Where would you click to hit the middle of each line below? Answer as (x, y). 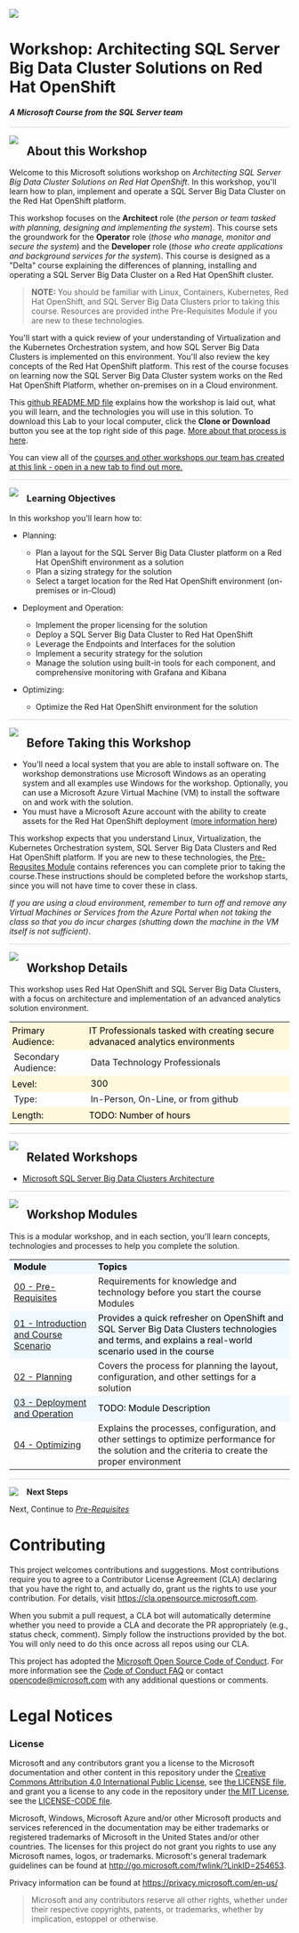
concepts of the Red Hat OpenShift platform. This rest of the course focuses (149, 366)
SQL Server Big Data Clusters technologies (187, 1329)
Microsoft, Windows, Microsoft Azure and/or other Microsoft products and (145, 1818)
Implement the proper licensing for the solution (121, 624)
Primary (28, 1031)
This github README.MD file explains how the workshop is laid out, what (142, 403)
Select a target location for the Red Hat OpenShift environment (150, 581)
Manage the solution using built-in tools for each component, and (155, 663)
